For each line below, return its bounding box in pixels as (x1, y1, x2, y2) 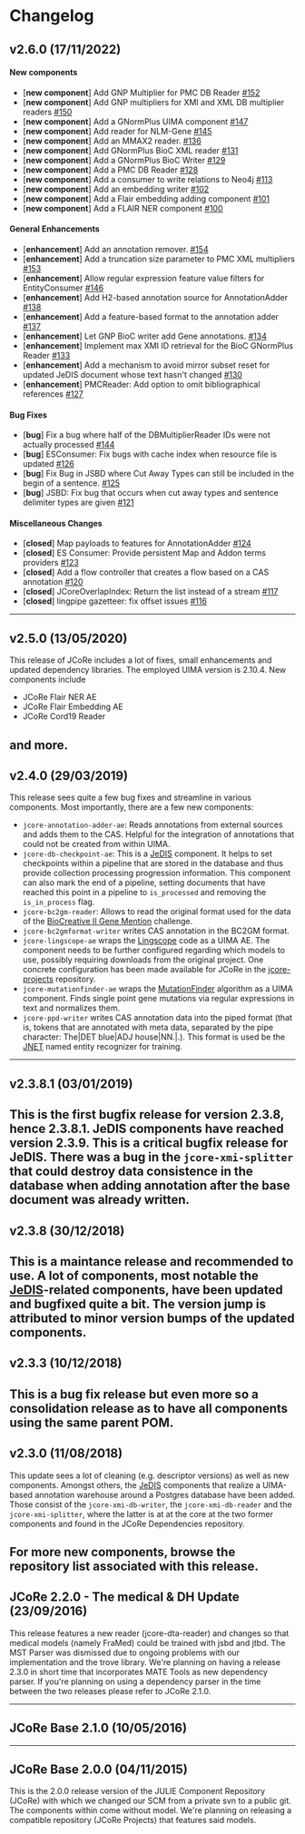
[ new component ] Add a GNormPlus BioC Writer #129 (22, 154, 226, 165)
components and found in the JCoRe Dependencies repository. (9, 1518, 245, 1529)
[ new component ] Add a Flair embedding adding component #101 (22, 192, 271, 204)
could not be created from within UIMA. (22, 839, 171, 850)
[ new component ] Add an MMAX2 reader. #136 (22, 135, 202, 146)
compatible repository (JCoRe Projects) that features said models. (9, 1815, 257, 1826)
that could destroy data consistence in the (9, 1164, 254, 1179)
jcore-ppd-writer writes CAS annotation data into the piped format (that (22, 1012, 293, 1023)
